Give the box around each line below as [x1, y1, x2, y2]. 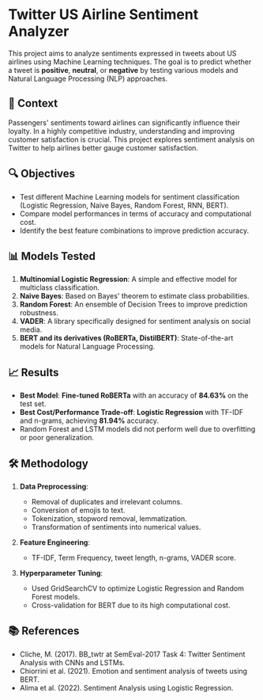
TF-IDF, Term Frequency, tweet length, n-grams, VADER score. [31, 553, 236, 562]
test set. [19, 399, 47, 409]
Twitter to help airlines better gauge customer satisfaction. [8, 143, 199, 152]
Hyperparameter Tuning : [19, 569, 103, 577]
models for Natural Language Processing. [19, 342, 156, 352]
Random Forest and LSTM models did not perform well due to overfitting [19, 424, 256, 434]
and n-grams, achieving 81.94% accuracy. [19, 416, 160, 425]
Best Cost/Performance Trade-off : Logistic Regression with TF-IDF [19, 408, 244, 417]
